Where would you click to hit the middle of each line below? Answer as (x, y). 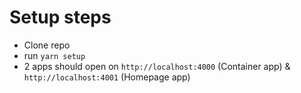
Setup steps (60, 17)
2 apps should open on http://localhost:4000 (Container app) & (157, 66)
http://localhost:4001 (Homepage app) (107, 77)
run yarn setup (54, 55)
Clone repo (47, 45)
